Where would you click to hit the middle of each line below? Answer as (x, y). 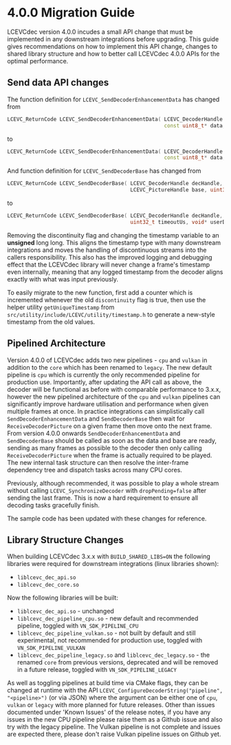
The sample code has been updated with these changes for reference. (107, 518)
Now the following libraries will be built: (63, 598)
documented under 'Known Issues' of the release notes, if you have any (109, 712)
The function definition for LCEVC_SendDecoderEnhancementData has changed (113, 99)
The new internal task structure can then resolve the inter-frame (98, 462)
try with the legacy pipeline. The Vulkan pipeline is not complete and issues (114, 727)
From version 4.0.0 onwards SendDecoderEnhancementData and (94, 433)
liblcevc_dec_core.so (48, 585)
